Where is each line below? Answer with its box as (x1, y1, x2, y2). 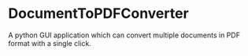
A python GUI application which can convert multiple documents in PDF (8, 30, 240, 40)
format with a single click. (8, 38, 92, 47)
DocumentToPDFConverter (8, 5, 189, 23)
